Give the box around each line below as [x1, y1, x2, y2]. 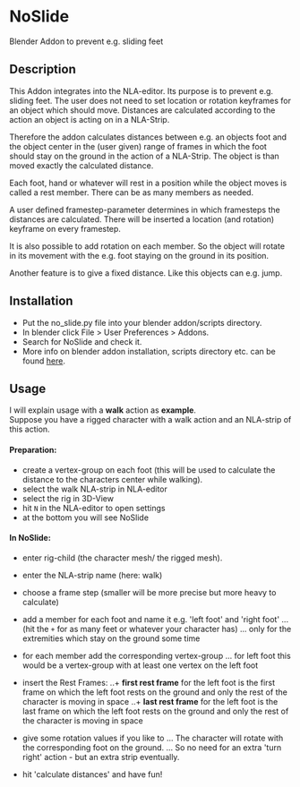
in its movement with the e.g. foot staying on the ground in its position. [9, 250, 270, 261]
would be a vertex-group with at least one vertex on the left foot [21, 660, 258, 671]
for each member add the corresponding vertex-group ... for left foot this [21, 650, 291, 661]
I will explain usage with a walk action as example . [9, 405, 197, 415]
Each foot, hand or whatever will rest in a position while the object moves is [9, 177, 287, 188]
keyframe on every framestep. [9, 223, 121, 234]
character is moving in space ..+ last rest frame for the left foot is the [21, 696, 279, 706]
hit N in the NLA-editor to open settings [21, 502, 166, 513]
